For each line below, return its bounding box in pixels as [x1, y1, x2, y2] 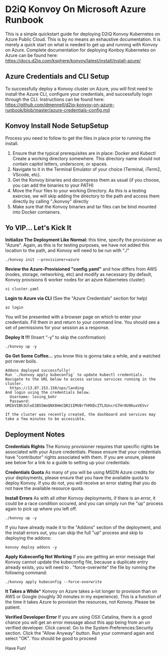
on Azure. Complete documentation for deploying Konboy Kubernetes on [5, 47, 156, 53]
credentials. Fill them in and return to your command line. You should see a [5, 319, 160, 325]
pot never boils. [5, 358, 38, 365]
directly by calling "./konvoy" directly [12, 198, 89, 204]
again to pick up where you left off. [5, 506, 77, 512]
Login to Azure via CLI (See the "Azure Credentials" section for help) [5, 296, 147, 302]
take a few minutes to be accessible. [5, 416, 86, 421]
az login [5, 305, 24, 310]
